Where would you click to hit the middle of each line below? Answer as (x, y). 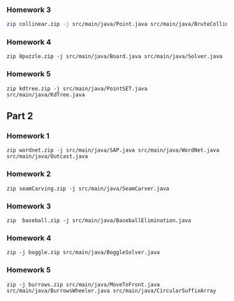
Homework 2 (29, 174)
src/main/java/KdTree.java (46, 95)
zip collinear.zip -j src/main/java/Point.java (77, 24)
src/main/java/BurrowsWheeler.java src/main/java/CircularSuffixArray (111, 291)
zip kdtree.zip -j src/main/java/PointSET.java (77, 89)
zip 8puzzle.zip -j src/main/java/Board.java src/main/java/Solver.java (115, 57)
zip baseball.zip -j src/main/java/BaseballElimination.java (99, 221)
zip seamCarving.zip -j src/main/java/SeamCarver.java (88, 189)
